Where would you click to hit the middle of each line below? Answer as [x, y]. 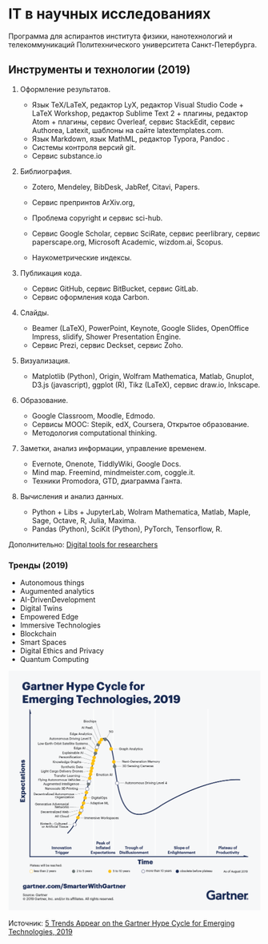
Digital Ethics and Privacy [62, 651]
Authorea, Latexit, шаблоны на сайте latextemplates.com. [128, 130]
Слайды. [34, 313]
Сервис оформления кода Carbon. [90, 297]
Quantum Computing [54, 660]
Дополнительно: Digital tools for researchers [83, 544]
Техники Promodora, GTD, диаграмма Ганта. [107, 481]
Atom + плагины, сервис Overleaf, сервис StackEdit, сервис [134, 122]
